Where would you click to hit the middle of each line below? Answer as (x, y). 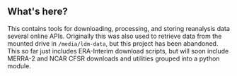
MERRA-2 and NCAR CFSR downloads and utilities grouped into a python (114, 58)
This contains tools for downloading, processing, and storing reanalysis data (118, 28)
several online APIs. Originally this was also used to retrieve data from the (115, 36)
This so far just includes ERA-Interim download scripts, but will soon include (118, 51)
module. (19, 65)
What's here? (38, 12)
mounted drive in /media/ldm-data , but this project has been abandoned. (113, 43)
